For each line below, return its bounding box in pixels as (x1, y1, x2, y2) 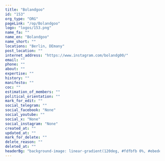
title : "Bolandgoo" (5, 7, 45, 12)
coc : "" (5, 84, 21, 90)
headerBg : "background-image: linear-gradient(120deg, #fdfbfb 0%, (5, 149, 146, 154)
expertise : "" (5, 71, 34, 76)
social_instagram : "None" (5, 121, 58, 126)
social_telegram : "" (5, 103, 48, 108)
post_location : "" (5, 48, 43, 53)
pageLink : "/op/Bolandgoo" (5, 21, 60, 26)
